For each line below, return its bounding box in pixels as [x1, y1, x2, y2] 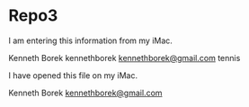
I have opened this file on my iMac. [8, 69, 138, 81]
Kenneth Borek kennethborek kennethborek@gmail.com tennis [8, 52, 241, 63]
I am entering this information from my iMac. [8, 35, 173, 46]
